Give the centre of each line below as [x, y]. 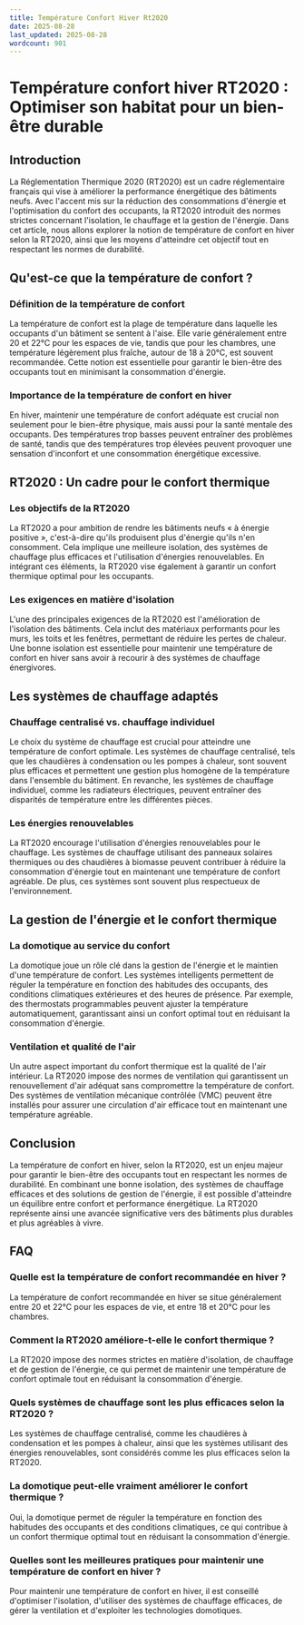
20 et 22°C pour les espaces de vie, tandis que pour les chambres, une [143, 342]
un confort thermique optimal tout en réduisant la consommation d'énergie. [150, 1536]
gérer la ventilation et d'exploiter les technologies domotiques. [126, 1610]
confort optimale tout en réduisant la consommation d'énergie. [126, 1379]
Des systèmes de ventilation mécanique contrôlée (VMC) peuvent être [141, 1096]
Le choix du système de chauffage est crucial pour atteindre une [130, 742]
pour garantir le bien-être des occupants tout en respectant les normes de [148, 1175]
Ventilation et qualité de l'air [73, 1047]
